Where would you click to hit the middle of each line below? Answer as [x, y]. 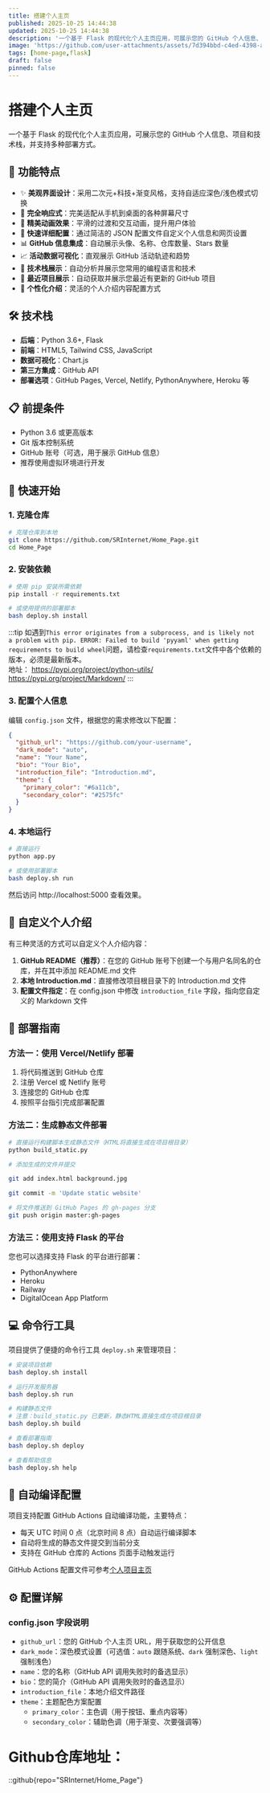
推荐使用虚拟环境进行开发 [62, 463]
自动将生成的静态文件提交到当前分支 [80, 1542]
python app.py [32, 856]
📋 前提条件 [37, 408]
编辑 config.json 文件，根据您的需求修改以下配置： [94, 720]
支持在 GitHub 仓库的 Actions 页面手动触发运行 [97, 1553]
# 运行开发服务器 [33, 1387]
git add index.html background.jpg [68, 1179]
